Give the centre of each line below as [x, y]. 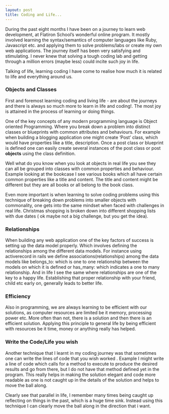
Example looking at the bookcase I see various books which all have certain [84, 174]
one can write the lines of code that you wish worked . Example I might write [84, 358]
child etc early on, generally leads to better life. [54, 283]
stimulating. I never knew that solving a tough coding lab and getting [76, 56]
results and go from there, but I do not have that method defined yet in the [82, 369]
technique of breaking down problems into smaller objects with [71, 200]
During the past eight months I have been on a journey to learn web [75, 29]
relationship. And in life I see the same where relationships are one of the [81, 273]
